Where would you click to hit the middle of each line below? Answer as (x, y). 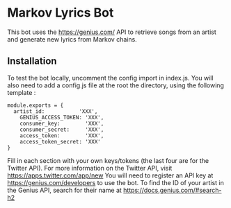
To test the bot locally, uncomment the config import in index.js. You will (110, 78)
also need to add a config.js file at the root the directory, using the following (116, 85)
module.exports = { (35, 105)
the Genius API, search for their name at (64, 190)
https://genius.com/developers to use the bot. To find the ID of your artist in (115, 182)
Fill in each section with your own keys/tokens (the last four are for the (108, 160)
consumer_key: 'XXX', (62, 123)
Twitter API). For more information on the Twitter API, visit (90, 168)
